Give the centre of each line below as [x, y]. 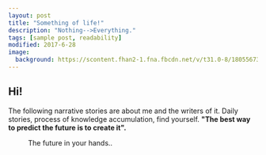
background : [35, 60]
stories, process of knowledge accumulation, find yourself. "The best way [129, 119]
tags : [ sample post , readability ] [65, 38]
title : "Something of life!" [56, 23]
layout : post [30, 15]
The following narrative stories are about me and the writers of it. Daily [123, 111]
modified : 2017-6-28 [42, 45]
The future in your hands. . [70, 142]
